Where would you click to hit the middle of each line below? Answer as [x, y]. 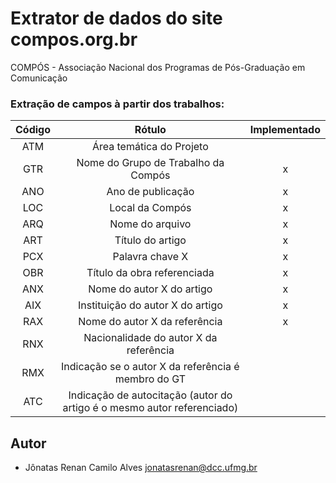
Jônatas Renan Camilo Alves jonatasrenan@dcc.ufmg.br [141, 468]
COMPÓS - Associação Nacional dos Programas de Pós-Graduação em [158, 67]
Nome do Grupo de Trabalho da [150, 163]
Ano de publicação [150, 192]
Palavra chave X [150, 257]
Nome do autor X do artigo [150, 289]
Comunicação [39, 78]
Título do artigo [150, 240]
